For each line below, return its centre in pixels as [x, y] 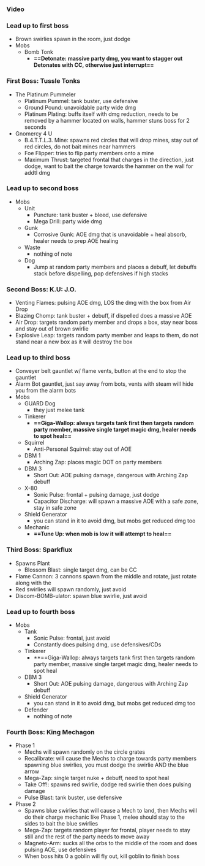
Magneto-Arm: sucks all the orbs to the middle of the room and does [111, 843]
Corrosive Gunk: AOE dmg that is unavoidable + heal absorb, [110, 234]
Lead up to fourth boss [41, 611]
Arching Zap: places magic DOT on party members [98, 462]
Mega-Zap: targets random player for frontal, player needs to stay [107, 830]
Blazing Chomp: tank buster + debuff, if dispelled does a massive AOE [103, 316]
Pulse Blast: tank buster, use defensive [73, 798]
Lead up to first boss [38, 25]
